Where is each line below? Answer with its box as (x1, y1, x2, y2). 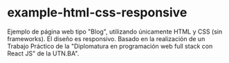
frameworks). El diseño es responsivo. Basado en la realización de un (7, 34, 205, 42)
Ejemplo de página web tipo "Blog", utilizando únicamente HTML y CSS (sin (7, 27, 223, 36)
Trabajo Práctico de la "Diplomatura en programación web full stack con (7, 42, 213, 50)
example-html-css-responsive (7, 5, 187, 21)
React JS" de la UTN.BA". (7, 49, 80, 58)
